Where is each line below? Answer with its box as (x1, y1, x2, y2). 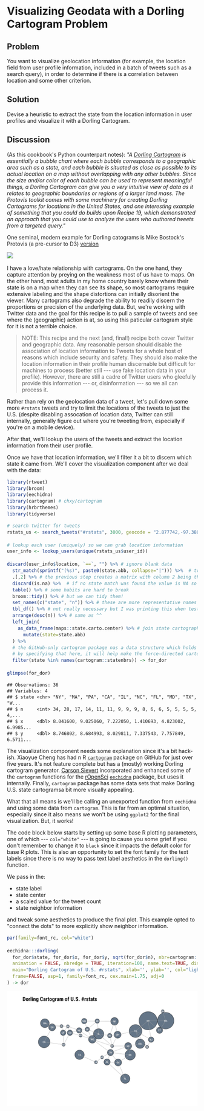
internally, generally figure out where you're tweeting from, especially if (7, 417, 185, 424)
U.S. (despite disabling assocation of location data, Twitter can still (7, 410, 173, 418)
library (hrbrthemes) (7, 504, 59, 511)
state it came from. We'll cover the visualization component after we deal (7, 460, 189, 467)
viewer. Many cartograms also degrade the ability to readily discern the (7, 297, 185, 304)
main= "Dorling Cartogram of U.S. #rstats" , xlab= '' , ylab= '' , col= (12, 967, 186, 973)
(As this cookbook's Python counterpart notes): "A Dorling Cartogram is (7, 151, 186, 158)
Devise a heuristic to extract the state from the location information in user (7, 111, 192, 118)
